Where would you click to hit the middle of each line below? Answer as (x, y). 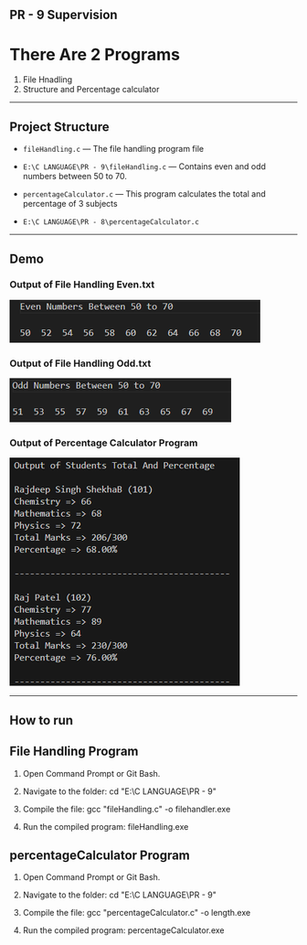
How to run (42, 720)
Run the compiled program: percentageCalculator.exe (123, 930)
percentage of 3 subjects (70, 204)
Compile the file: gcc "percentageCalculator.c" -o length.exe (137, 913)
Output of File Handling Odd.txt (80, 363)
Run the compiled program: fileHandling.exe (106, 826)
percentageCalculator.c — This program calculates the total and (144, 194)
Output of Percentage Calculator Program (104, 443)
